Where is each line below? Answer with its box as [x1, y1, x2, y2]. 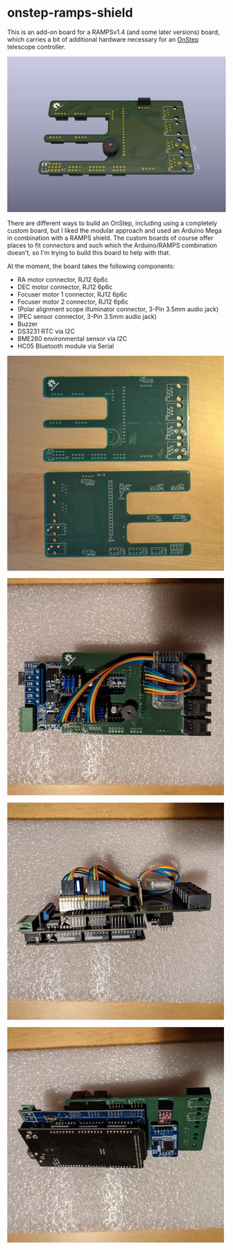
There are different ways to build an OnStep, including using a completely [7, 219, 217, 227]
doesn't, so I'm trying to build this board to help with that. [7, 248, 171, 256]
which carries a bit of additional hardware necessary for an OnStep [7, 35, 199, 43]
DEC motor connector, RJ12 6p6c [17, 283, 113, 291]
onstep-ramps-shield [7, 5, 133, 21]
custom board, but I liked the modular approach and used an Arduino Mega [7, 226, 222, 234]
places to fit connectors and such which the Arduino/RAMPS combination [7, 241, 217, 249]
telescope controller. [7, 42, 66, 51]
